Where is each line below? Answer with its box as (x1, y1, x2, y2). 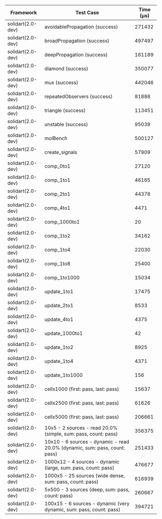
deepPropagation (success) (44, 51, 108, 58)
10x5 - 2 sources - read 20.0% (44, 425, 118, 431)
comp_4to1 (44, 204, 71, 211)
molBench (44, 135, 67, 142)
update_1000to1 (44, 330, 83, 336)
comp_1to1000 (44, 274, 80, 281)
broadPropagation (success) (44, 37, 109, 44)
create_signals (44, 149, 78, 156)
